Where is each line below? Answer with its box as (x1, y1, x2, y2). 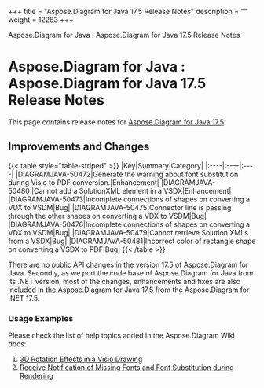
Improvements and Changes (8, 140, 150, 153)
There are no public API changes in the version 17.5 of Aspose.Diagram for (8, 260, 249, 269)
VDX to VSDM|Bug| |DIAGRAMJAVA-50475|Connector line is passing (8, 202, 232, 212)
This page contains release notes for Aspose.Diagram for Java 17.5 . (8, 117, 226, 127)
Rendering (19, 371, 53, 381)
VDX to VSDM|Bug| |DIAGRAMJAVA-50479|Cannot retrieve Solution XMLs (8, 227, 249, 237)
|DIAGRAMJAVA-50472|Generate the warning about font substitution (15, 169, 239, 179)
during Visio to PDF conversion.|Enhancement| (8, 177, 159, 187)
